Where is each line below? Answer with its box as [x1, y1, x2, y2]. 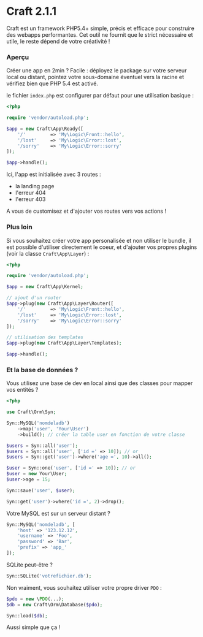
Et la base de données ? [6, 365, 79, 374]
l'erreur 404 [15, 189, 46, 197]
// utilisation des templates [6, 334, 84, 341]
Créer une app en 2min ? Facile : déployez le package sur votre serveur [6, 67, 187, 74]
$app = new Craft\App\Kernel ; [6, 284, 84, 290]
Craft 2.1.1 [6, 4, 57, 18]
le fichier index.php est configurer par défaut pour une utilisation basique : [6, 92, 194, 99]
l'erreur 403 [15, 196, 46, 203]
